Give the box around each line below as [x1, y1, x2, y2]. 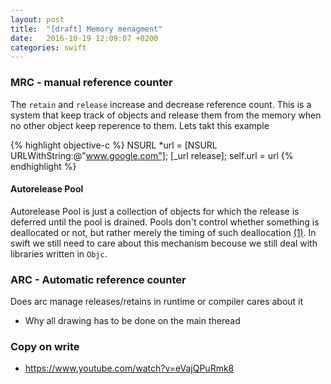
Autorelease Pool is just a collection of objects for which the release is [10, 205, 300, 217]
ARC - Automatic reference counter [10, 272, 187, 286]
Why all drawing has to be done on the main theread [24, 315, 241, 327]
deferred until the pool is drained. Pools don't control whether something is [10, 216, 320, 228]
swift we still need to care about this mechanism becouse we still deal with [10, 237, 318, 249]
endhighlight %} [10, 160, 77, 172]
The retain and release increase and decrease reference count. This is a [10, 98, 312, 110]
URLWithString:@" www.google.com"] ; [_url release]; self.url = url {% [10, 149, 294, 161]
